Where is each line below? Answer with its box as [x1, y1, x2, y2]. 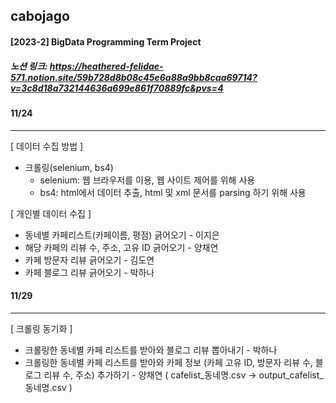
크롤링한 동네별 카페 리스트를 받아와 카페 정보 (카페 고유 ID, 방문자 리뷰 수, [24, 356, 313, 368]
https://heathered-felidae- [49, 60, 164, 72]
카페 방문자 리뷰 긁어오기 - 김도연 [24, 254, 155, 266]
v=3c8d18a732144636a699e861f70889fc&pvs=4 [10, 82, 224, 94]
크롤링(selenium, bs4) [24, 161, 114, 173]
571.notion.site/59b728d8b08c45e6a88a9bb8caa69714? [10, 71, 258, 83]
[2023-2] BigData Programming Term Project [10, 35, 202, 48]
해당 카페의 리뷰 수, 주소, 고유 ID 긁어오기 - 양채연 [24, 241, 219, 253]
